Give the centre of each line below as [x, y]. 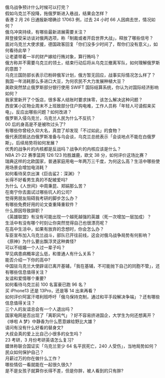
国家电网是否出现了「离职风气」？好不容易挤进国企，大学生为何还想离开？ [80, 315]
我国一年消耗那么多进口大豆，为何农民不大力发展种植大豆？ [65, 81]
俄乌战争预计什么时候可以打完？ [37, 7]
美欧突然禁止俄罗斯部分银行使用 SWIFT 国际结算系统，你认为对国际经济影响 [82, 87]
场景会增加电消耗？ [28, 167]
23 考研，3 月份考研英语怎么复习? [39, 340]
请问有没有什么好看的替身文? [34, 327]
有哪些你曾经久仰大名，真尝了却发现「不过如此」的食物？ [63, 130]
